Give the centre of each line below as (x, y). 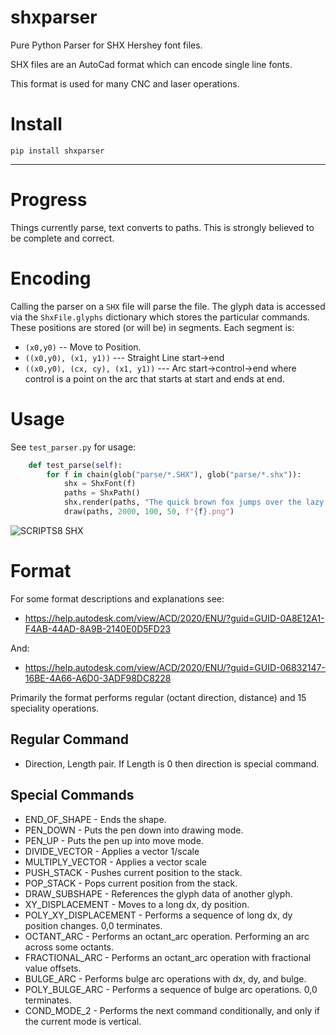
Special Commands (72, 795)
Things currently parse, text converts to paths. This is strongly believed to (162, 227)
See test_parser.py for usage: (73, 447)
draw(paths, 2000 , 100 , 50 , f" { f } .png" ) (149, 512)
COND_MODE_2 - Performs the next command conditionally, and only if (172, 1010)
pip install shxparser (57, 151)
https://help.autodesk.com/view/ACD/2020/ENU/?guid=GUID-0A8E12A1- (174, 618)
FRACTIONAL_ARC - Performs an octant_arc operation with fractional (168, 957)
